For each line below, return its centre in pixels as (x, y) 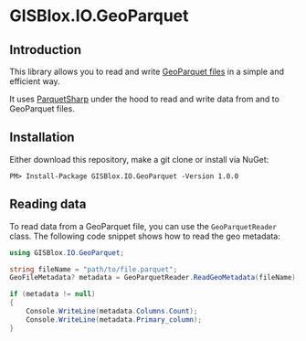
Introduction (46, 50)
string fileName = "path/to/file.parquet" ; (94, 269)
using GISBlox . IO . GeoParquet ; (67, 252)
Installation (42, 138)
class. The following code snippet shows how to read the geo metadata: (145, 236)
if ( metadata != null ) (53, 294)
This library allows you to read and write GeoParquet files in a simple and (147, 71)
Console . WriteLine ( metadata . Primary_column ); (114, 320)
